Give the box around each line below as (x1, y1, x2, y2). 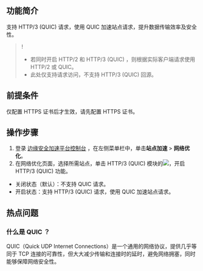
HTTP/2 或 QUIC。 (30, 63, 77, 70)
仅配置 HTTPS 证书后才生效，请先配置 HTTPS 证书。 (6, 107, 139, 115)
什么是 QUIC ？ (6, 228, 50, 236)
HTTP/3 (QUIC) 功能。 (15, 167, 72, 175)
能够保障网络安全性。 (6, 258, 60, 266)
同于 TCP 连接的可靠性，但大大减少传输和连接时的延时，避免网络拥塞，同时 (6, 250, 196, 258)
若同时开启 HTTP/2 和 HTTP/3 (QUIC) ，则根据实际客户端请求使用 (30, 56, 196, 63)
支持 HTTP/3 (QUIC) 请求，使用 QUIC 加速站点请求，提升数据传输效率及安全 (6, 23, 198, 31)
